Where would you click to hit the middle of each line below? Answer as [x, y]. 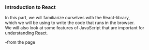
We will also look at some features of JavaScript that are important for [75, 28]
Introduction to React [30, 7]
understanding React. [27, 33]
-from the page [20, 42]
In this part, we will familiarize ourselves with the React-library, [67, 18]
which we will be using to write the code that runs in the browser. [70, 23]
